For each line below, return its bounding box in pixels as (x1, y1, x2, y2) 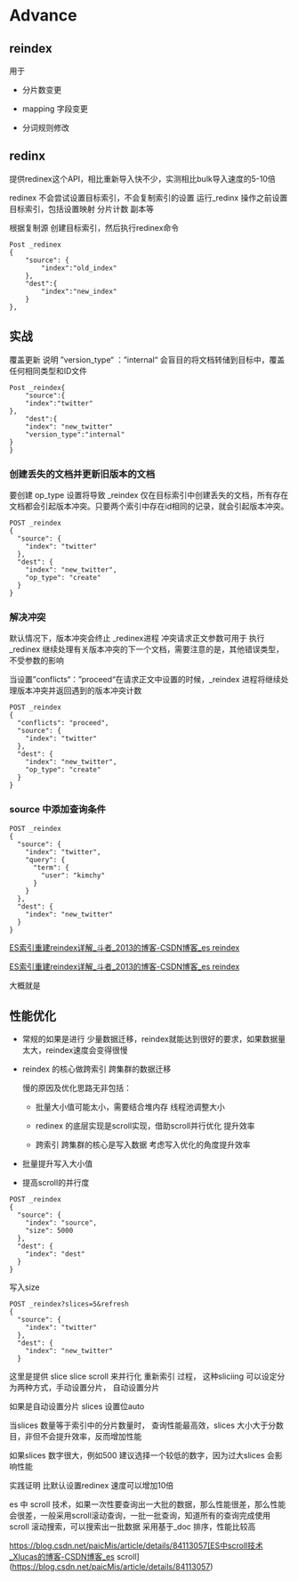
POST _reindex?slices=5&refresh (9, 1300, 129, 1309)
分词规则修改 (21, 122, 69, 133)
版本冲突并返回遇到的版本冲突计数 (16, 685, 142, 696)
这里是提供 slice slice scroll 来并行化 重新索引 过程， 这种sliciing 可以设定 (9, 1371, 278, 1381)
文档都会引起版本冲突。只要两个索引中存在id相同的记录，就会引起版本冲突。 (9, 501, 289, 511)
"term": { (32, 863, 69, 872)
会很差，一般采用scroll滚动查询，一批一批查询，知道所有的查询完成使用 (9, 1511, 271, 1521)
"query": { (25, 855, 66, 864)
